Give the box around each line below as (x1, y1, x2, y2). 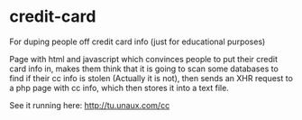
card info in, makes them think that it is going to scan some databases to (9, 63, 279, 74)
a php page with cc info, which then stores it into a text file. (9, 82, 230, 93)
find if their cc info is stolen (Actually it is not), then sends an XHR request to (9, 72, 293, 83)
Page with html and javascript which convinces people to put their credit (9, 53, 278, 64)
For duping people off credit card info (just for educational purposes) (9, 36, 266, 47)
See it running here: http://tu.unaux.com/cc (9, 99, 170, 110)
